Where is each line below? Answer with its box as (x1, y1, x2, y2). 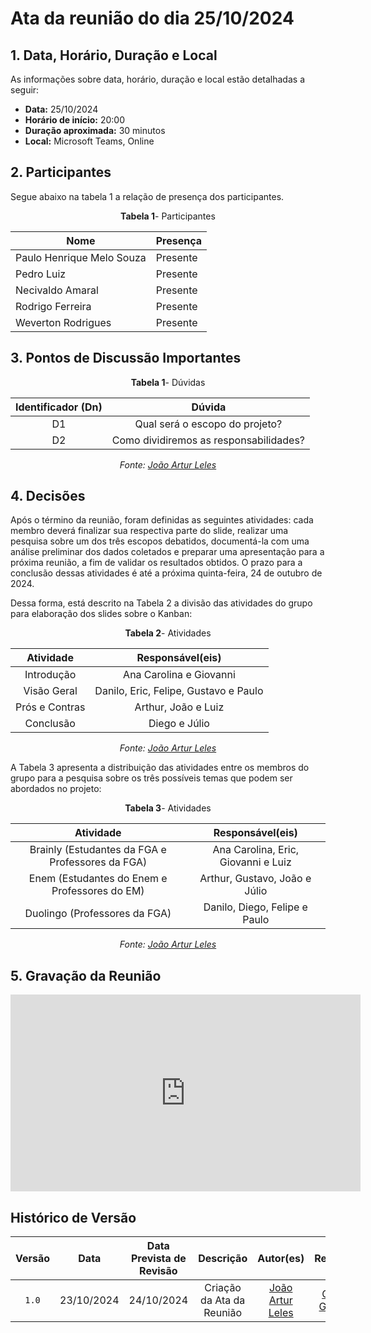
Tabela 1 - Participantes (120, 210, 216, 222)
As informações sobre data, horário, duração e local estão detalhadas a (10, 73, 305, 85)
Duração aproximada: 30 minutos (24, 125, 166, 136)
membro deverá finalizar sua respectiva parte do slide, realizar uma (10, 525, 289, 537)
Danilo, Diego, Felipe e (203, 900, 308, 914)
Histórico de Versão (10, 1209, 137, 1226)
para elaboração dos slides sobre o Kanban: (10, 608, 193, 620)
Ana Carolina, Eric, (212, 843, 300, 857)
